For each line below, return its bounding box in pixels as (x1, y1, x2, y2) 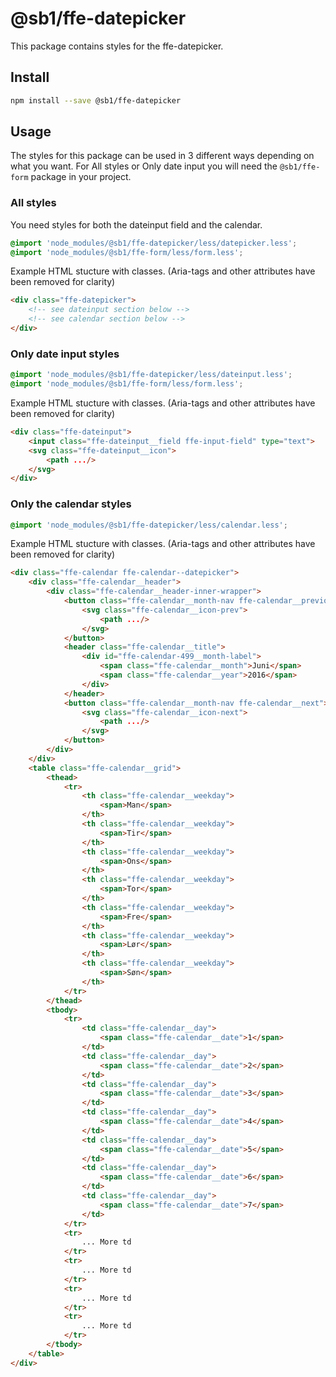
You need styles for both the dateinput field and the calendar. (10, 218, 263, 231)
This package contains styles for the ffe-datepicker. (10, 40, 224, 52)
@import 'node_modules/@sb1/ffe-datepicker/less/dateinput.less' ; (10, 370, 293, 380)
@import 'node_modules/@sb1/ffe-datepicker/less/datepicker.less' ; (10, 238, 298, 248)
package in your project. (30, 171, 132, 183)
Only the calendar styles (10, 497, 132, 511)
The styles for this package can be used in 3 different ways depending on (10, 150, 315, 162)
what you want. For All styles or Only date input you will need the (10, 160, 278, 172)
